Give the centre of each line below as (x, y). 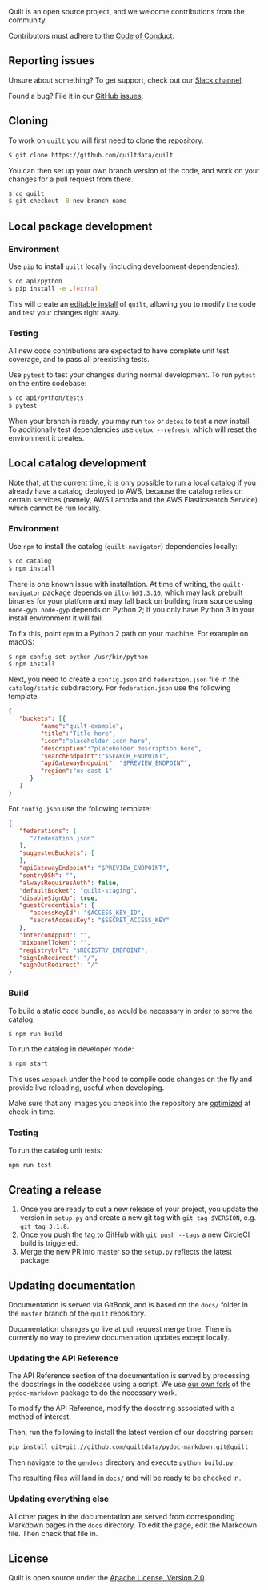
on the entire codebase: (48, 383)
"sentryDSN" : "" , (48, 875)
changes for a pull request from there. (71, 179)
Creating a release (55, 1190)
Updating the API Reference (63, 1358)
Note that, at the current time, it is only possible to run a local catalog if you (132, 482)
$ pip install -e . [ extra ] (53, 288)
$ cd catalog (30, 561)
